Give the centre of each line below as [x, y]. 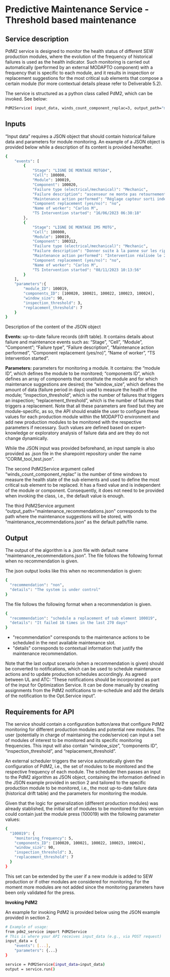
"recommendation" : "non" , [37, 585]
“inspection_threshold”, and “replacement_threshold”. [61, 751]
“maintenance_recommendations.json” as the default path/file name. [77, 522]
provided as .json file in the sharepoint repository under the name [73, 454]
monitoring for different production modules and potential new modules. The [85, 729]
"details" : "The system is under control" [55, 589]
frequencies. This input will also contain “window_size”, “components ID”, [82, 746]
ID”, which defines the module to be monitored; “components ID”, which [80, 374]
